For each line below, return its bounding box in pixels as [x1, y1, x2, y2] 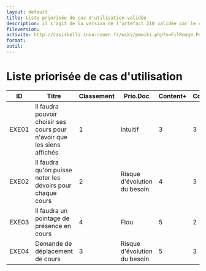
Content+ [158, 91, 187, 100]
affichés [34, 148, 59, 156]
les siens [34, 140, 61, 149]
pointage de [34, 214, 70, 223]
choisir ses [34, 117, 66, 126]
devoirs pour [34, 181, 72, 189]
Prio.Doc [123, 91, 150, 100]
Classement [78, 91, 115, 100]
